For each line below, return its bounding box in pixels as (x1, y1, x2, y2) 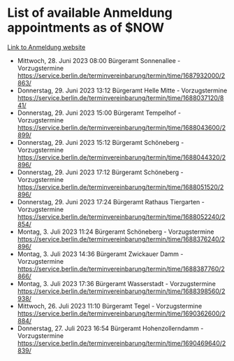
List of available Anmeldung (7, 5, 173, 21)
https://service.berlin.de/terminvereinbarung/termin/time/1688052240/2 (17, 212, 226, 221)
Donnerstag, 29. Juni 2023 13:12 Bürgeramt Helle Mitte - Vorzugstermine (17, 86, 228, 94)
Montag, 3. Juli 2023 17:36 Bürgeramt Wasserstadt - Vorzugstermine (17, 279, 217, 288)
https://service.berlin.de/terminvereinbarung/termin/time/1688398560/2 (17, 287, 226, 295)
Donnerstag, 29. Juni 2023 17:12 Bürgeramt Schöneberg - (17, 168, 184, 176)
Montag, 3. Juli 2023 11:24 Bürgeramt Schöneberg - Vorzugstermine (17, 227, 214, 236)
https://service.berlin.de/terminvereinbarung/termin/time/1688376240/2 (17, 234, 226, 243)
